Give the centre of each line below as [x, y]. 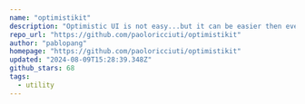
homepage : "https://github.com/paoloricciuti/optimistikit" [126, 52]
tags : [20, 77]
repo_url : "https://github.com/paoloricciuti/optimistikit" [126, 34]
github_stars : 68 [42, 69]
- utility [36, 85]
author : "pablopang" [49, 43]
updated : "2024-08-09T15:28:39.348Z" [81, 60]
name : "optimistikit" [50, 18]
